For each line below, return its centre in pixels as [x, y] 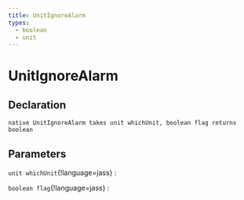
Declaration [37, 105]
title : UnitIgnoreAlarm [47, 15]
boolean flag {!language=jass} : [59, 188]
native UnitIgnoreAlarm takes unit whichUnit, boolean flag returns [122, 123]
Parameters [37, 154]
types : [19, 23]
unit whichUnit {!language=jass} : [62, 173]
